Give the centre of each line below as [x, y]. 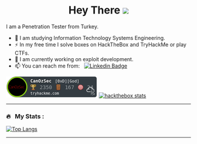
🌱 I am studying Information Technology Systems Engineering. [90, 38]
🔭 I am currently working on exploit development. [74, 59]
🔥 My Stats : [25, 116]
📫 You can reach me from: [47, 66]
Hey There [94, 10]
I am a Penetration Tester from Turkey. [52, 26]
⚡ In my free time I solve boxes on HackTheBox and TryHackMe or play [100, 44]
